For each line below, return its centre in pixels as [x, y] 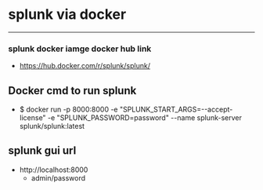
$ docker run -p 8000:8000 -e [69, 110]
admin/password [58, 177]
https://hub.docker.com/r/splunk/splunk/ [85, 66]
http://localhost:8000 [54, 170]
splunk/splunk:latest [52, 126]
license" [32, 118]
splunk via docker [67, 15]
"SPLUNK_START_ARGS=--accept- [176, 110]
